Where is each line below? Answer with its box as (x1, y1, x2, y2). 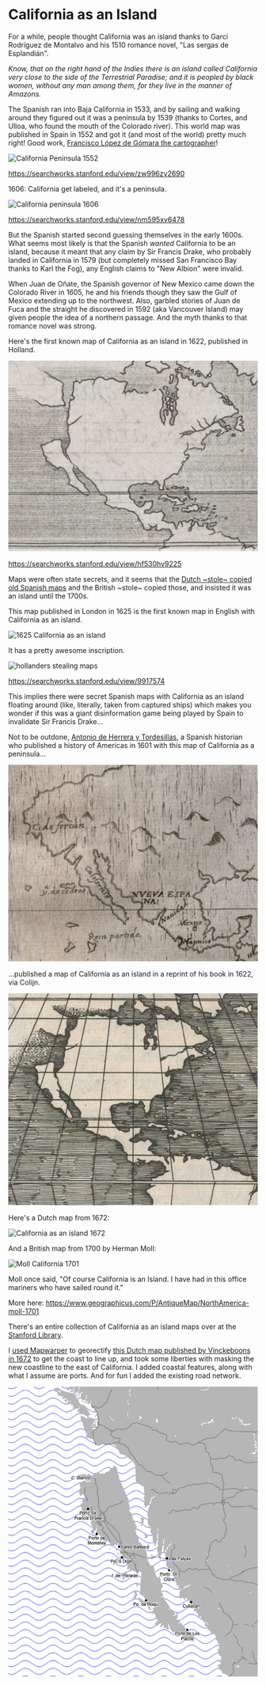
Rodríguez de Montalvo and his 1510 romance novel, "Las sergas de (8, 40, 230, 49)
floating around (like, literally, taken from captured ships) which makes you (8, 700, 252, 709)
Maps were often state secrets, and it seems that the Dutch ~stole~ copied (8, 574, 253, 583)
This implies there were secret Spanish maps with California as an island (8, 691, 245, 701)
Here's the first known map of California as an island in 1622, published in (8, 336, 248, 346)
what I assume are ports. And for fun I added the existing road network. (8, 1371, 241, 1380)
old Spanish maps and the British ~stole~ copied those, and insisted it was (8, 583, 252, 592)
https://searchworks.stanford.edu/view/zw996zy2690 (8, 169, 185, 178)
